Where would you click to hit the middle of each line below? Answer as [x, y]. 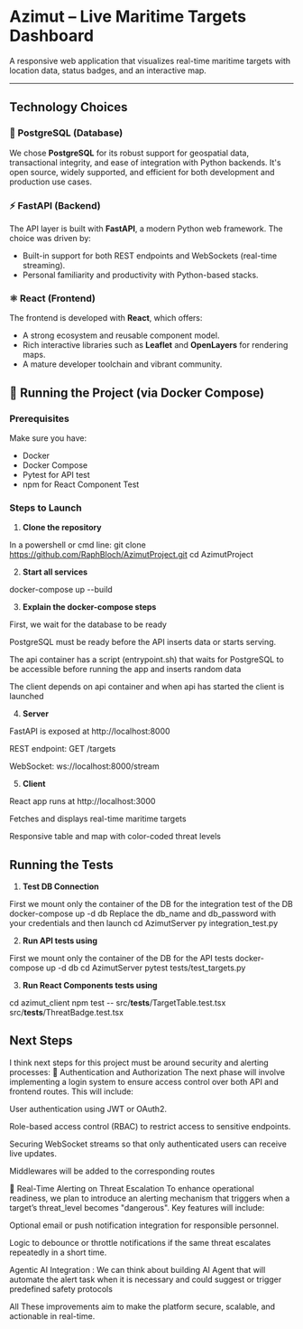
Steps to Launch [46, 508]
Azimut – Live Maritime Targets [128, 17]
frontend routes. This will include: [71, 1091]
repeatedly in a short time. [58, 1252]
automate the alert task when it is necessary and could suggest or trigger [146, 1279]
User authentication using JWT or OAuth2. [88, 1109]
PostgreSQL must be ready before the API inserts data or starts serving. [143, 642]
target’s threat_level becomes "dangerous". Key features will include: [137, 1207]
